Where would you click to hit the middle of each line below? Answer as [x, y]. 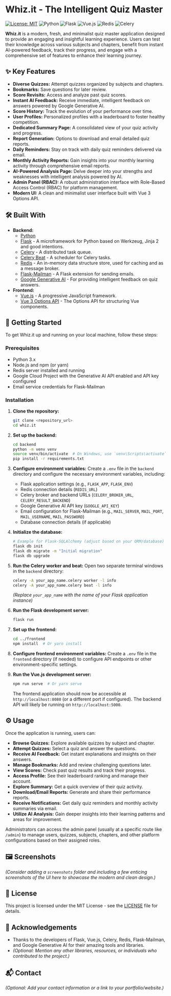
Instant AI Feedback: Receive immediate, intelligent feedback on [81, 100]
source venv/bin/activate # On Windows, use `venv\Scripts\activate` [90, 454]
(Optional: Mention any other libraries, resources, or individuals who [85, 951]
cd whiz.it [24, 425]
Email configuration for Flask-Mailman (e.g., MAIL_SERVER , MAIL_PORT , [92, 511]
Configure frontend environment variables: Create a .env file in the [85, 654]
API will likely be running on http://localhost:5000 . [67, 705]
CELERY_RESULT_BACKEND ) [45, 500]
